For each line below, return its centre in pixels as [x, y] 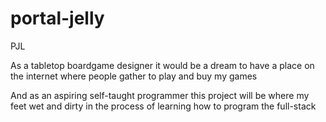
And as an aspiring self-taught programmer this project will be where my [160, 95]
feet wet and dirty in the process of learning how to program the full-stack [163, 106]
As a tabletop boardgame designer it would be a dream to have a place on [162, 65]
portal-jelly [57, 18]
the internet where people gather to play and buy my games [134, 76]
